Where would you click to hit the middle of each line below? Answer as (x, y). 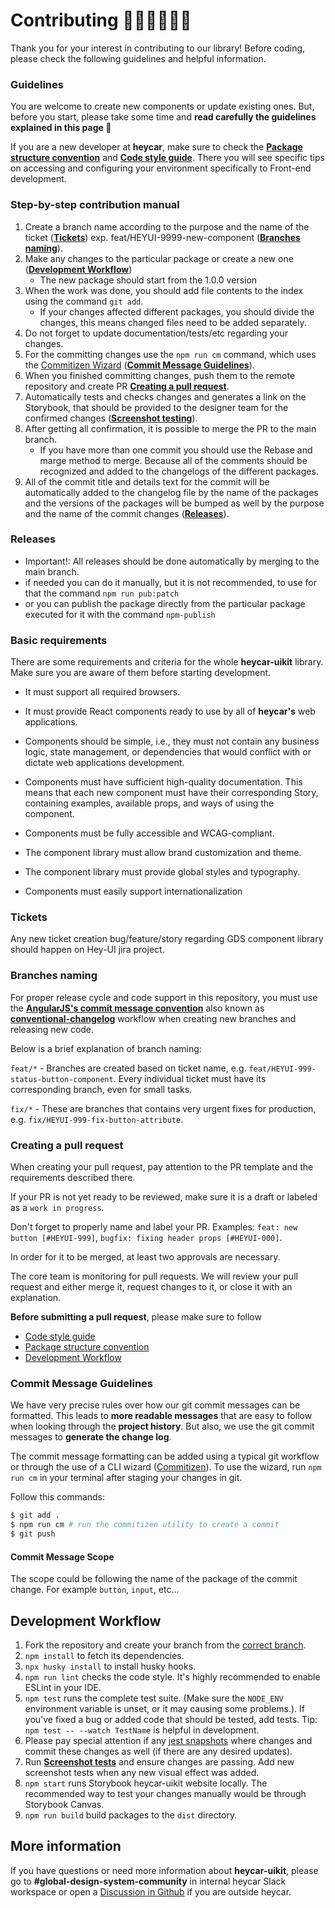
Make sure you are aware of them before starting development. (141, 673)
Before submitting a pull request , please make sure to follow (136, 1317)
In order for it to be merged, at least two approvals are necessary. (145, 1257)
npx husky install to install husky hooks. (110, 1666)
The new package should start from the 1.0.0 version (148, 280)
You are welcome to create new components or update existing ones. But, (162, 106)
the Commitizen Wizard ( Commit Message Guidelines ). (139, 365)
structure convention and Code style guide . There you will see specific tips (167, 158)
